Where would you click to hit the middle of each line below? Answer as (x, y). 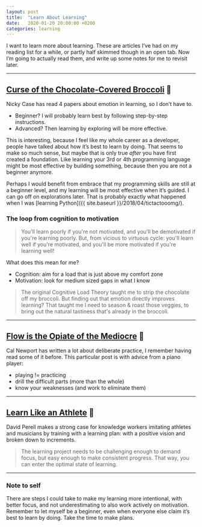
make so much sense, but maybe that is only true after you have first (91, 153)
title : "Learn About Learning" (47, 17)
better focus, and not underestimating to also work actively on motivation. (98, 505)
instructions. (30, 122)
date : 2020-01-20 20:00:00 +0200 (51, 23)
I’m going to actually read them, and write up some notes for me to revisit (97, 58)
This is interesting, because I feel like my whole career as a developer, (93, 140)
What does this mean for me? (43, 263)
